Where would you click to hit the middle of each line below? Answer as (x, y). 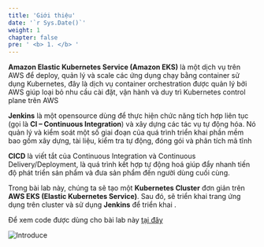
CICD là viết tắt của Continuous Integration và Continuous (102, 156)
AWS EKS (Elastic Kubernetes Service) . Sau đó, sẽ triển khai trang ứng (125, 197)
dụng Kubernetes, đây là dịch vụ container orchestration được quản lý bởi (128, 84)
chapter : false (33, 37)
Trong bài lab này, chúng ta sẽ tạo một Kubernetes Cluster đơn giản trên (127, 188)
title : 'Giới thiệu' (42, 15)
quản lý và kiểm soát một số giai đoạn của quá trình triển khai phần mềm (126, 133)
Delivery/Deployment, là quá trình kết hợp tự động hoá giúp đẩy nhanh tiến (129, 164)
